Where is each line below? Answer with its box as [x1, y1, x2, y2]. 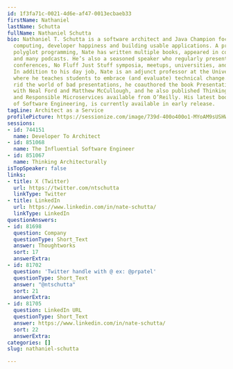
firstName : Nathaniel [7, 17, 70, 24]
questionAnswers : [7, 216, 58, 223]
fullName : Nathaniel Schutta [7, 29, 92, 37]
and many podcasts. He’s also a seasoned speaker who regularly [13, 55, 203, 62]
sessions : [7, 119, 36, 127]
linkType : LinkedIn [13, 210, 70, 217]
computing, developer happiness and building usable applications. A [13, 42, 218, 49]
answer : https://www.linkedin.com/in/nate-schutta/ [13, 320, 166, 327]
